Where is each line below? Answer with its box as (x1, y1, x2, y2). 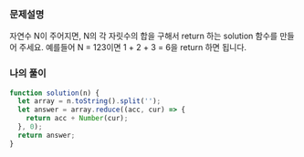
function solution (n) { (9, 89, 100, 98)
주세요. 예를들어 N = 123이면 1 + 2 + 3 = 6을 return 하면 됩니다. (18, 42, 247, 53)
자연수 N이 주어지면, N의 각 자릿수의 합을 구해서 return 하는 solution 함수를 (9, 30, 278, 42)
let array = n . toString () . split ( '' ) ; (17, 97, 162, 106)
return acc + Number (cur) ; (26, 114, 129, 123)
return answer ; (17, 131, 76, 140)
